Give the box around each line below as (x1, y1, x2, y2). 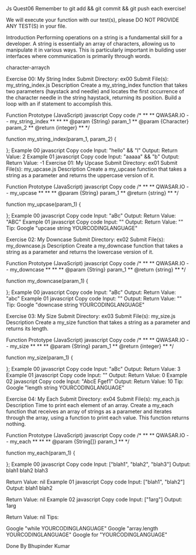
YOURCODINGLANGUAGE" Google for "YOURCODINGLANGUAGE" (6, 531, 168, 538)
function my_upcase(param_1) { (6, 201, 81, 208)
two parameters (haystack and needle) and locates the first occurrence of (6, 88, 184, 94)
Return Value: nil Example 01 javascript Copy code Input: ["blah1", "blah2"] (6, 478, 185, 485)
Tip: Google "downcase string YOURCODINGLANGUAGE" (6, 302, 145, 308)
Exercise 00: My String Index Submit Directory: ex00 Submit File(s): (6, 76, 169, 82)
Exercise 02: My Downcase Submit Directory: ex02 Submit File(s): (6, 236, 165, 243)
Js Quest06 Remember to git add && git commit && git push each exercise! (6, 5, 186, 12)
